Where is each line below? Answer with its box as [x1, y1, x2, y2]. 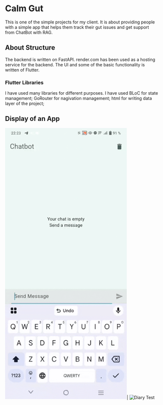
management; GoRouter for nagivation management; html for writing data [5, 96, 152, 101]
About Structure [5, 43, 55, 52]
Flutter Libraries [5, 79, 44, 86]
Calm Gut [5, 3, 44, 14]
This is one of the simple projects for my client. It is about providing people [5, 19, 155, 25]
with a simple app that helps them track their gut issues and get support [5, 24, 149, 30]
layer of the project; [5, 101, 45, 106]
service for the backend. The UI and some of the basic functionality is [5, 61, 145, 67]
